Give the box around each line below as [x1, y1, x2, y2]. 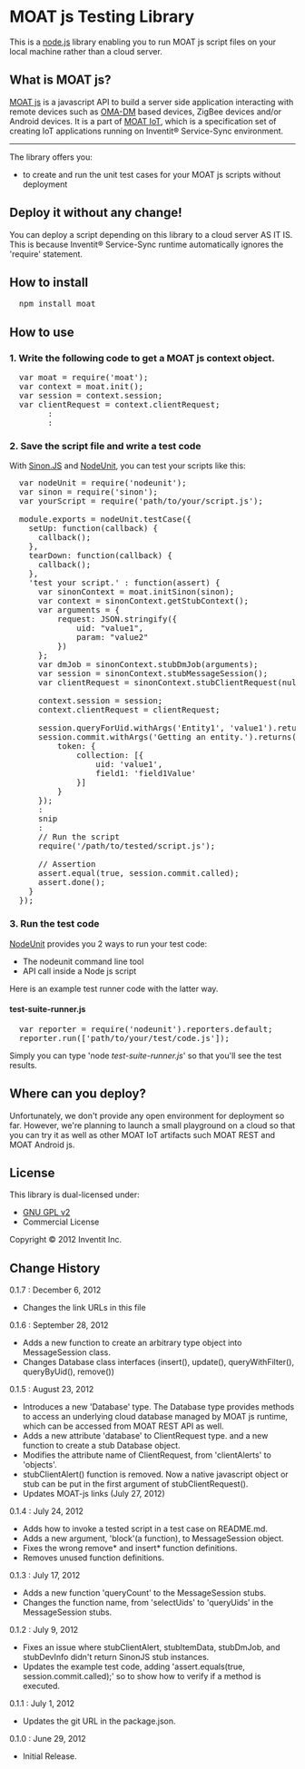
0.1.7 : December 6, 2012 [9, 1284, 102, 1295]
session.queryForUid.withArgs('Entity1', [37, 723, 225, 733]
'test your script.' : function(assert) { [28, 578, 221, 588]
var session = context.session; [18, 390, 163, 401]
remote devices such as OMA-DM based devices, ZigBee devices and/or [9, 106, 282, 117]
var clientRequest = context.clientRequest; [18, 399, 221, 410]
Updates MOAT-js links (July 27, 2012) [22, 1489, 165, 1499]
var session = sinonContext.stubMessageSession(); [37, 669, 269, 679]
